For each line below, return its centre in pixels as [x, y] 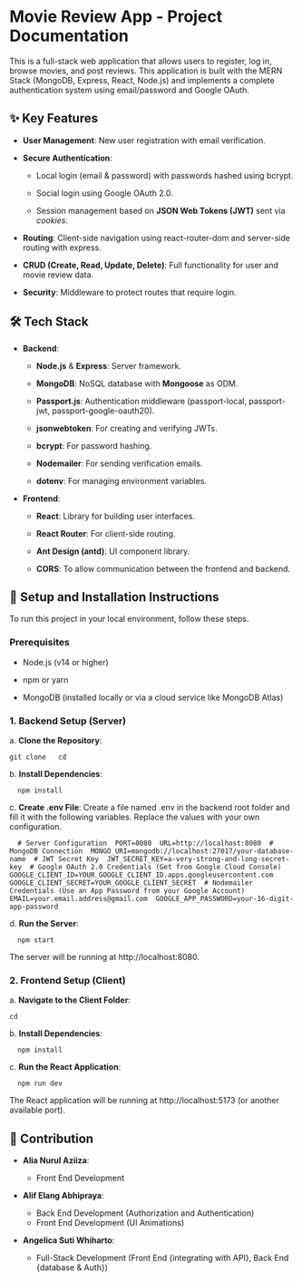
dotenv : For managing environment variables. [121, 480]
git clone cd [38, 757]
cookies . [52, 220]
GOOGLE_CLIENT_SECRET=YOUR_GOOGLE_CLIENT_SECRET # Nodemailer [132, 883]
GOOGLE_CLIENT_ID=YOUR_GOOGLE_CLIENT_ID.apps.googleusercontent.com [141, 875]
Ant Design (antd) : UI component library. [113, 551]
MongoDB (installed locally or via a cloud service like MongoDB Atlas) [153, 697]
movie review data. [58, 275]
